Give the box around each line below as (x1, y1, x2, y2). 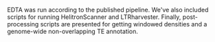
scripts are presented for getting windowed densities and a (40, 20, 207, 28)
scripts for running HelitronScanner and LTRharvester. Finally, (7, 13, 181, 21)
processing (7, 20, 39, 28)
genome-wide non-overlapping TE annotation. (7, 27, 139, 35)
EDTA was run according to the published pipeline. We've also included (7, 6, 209, 14)
